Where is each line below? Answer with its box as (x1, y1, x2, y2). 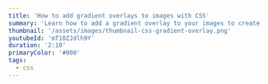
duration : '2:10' (8, 42, 67, 50)
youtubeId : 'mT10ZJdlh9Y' (8, 34, 95, 42)
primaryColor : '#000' (8, 49, 81, 57)
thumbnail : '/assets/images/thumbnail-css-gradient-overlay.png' (8, 26, 231, 34)
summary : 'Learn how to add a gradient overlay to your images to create (8, 19, 261, 27)
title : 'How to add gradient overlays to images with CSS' (8, 11, 210, 20)
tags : (8, 57, 26, 65)
